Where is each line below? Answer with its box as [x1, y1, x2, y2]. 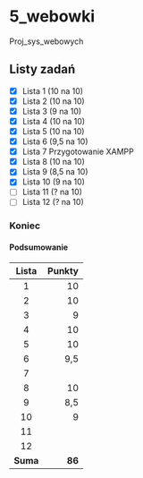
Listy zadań [9, 62, 76, 77]
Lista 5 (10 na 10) [21, 126, 85, 136]
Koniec [9, 219, 41, 232]
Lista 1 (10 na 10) [21, 85, 83, 96]
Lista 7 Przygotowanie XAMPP [21, 146, 134, 158]
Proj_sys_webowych [9, 36, 84, 47]
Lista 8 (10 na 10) [21, 157, 85, 167]
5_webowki [9, 6, 96, 27]
